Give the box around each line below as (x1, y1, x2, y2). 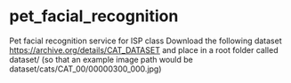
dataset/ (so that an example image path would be (9, 54, 193, 64)
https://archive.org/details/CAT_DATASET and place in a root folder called (9, 44, 279, 55)
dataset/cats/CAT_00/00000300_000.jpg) (9, 64, 162, 74)
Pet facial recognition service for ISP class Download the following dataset (9, 35, 282, 46)
